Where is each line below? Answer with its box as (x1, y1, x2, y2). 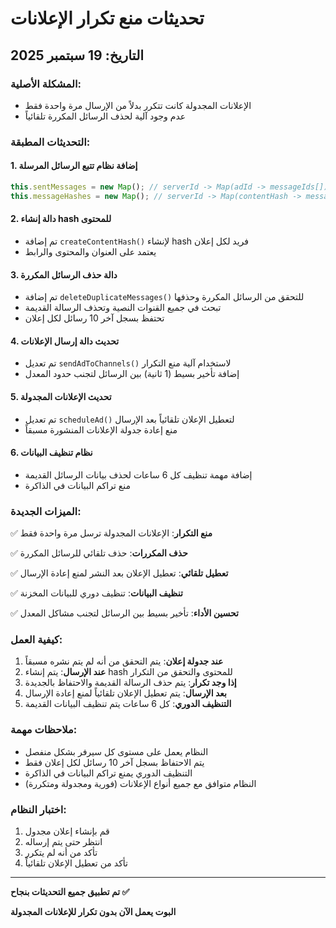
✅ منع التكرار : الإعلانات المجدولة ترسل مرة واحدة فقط (10, 527, 213, 539)
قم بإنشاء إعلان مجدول (24, 825, 110, 837)
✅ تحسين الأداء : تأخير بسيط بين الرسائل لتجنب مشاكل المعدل (10, 607, 239, 619)
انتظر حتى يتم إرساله (24, 835, 103, 847)
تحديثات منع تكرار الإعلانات (10, 7, 205, 30)
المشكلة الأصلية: (10, 77, 82, 91)
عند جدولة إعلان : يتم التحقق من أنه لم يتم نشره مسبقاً (24, 655, 224, 667)
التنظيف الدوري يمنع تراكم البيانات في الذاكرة (24, 767, 193, 779)
